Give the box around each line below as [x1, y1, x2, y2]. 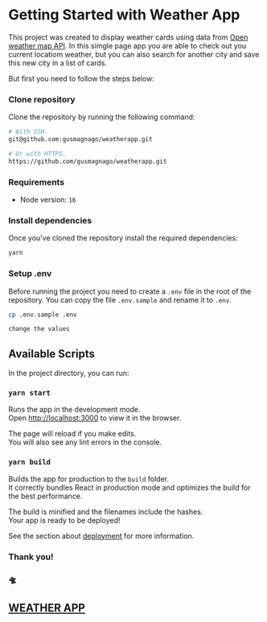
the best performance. [8, 491, 83, 501]
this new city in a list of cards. [8, 58, 107, 68]
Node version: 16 [19, 195, 76, 205]
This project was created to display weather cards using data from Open [8, 32, 249, 42]
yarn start [8, 389, 51, 398]
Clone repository [8, 94, 76, 105]
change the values [8, 325, 70, 333]
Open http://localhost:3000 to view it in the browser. [8, 413, 182, 423]
